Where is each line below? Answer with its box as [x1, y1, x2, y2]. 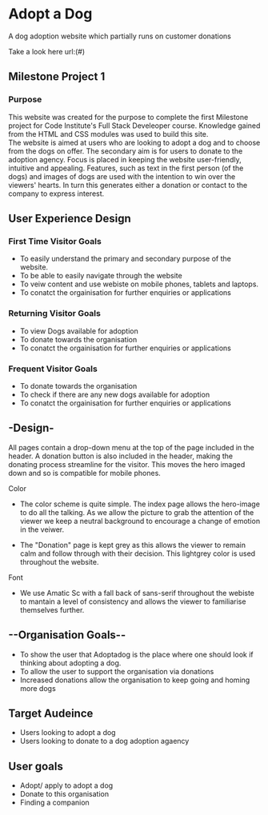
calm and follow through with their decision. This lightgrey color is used [19, 549, 256, 558]
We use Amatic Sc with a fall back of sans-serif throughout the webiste [19, 588, 254, 597]
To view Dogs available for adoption [19, 326, 138, 336]
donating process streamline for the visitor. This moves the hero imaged [8, 459, 246, 469]
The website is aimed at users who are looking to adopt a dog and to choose [8, 138, 261, 147]
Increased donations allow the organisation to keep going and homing [19, 675, 250, 685]
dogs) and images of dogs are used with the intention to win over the [8, 171, 236, 181]
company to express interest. [8, 189, 105, 198]
